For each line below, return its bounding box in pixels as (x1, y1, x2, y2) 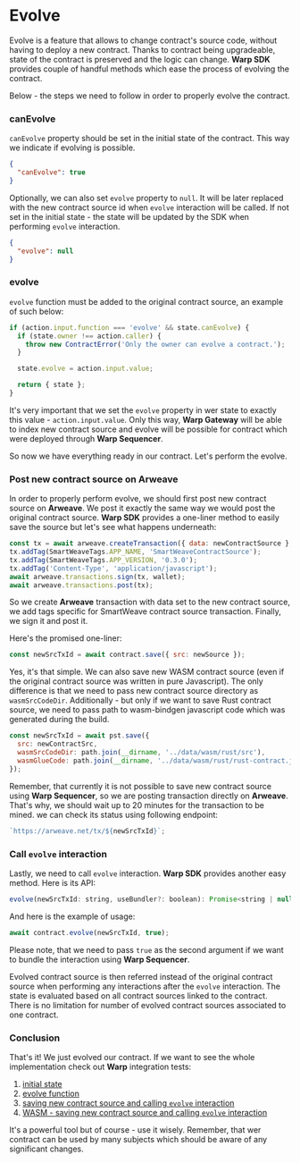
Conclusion (9, 1032, 61, 1044)
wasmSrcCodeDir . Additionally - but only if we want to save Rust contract (9, 695, 271, 706)
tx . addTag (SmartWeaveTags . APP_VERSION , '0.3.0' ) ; (9, 555, 198, 564)
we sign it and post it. (9, 616, 88, 627)
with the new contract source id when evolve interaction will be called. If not (9, 202, 289, 213)
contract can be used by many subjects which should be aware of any (9, 1134, 268, 1144)
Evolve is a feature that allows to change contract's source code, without (9, 35, 278, 46)
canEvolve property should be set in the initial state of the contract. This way (9, 133, 290, 144)
